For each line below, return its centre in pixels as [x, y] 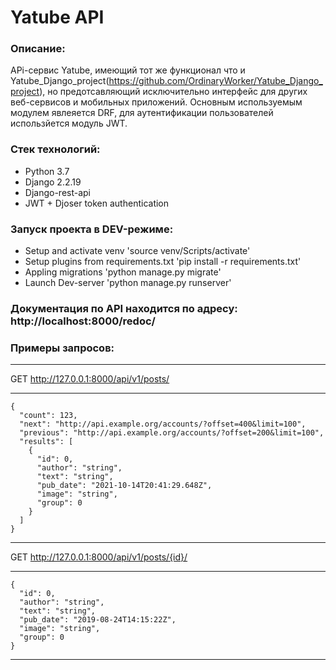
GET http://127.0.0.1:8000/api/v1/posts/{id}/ [99, 557]
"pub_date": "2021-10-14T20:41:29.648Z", [124, 486]
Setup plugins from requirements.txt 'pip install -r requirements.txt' [163, 262]
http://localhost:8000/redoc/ [83, 321]
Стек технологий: [55, 149]
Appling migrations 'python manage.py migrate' [123, 272]
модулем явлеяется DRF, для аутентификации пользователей [142, 113]
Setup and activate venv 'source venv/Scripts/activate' [137, 251]
